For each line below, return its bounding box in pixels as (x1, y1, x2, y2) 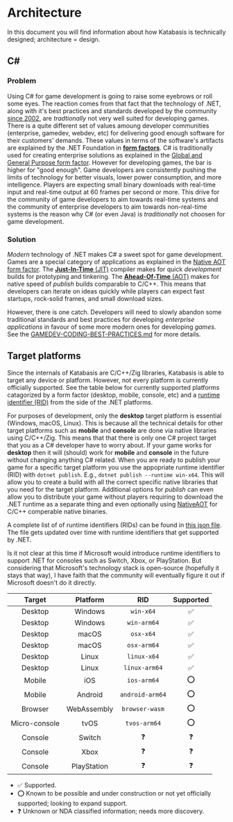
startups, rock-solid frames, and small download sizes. (7, 294, 164, 302)
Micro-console (10, 719, 60, 728)
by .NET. (7, 536, 32, 544)
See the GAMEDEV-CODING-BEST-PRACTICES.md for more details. (7, 329, 201, 338)
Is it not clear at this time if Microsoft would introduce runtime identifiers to (7, 549, 221, 557)
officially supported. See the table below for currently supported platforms (7, 383, 220, 391)
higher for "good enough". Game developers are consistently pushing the (7, 165, 217, 174)
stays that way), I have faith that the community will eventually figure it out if (7, 571, 225, 579)
